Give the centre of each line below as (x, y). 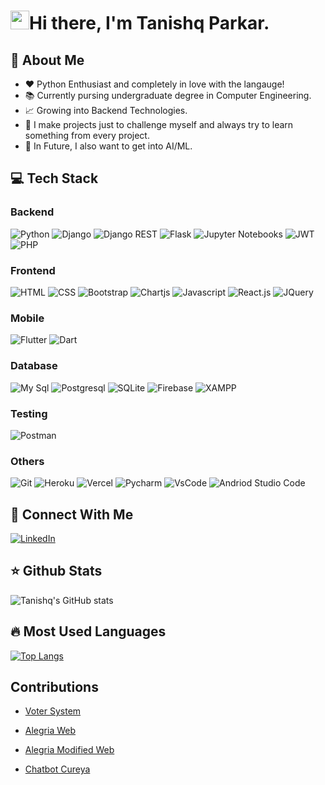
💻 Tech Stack (54, 178)
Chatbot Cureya (57, 769)
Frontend (33, 270)
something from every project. (87, 135)
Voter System (53, 711)
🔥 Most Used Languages (88, 631)
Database (34, 366)
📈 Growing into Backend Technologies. (106, 110)
